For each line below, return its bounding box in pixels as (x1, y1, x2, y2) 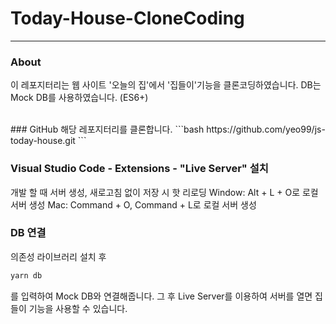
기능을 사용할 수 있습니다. (28, 302, 128, 314)
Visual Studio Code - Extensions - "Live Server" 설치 (10, 162, 269, 176)
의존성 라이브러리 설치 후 (10, 250, 107, 262)
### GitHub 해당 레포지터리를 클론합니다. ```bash (10, 123, 205, 136)
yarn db (10, 270, 43, 281)
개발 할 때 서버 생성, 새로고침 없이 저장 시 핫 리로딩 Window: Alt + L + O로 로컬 (10, 186, 319, 198)
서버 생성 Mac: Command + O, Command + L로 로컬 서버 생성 (10, 198, 257, 211)
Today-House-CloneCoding (10, 7, 245, 30)
